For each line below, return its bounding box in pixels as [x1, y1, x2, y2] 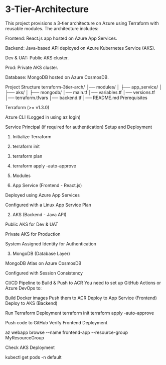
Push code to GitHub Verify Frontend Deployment [5, 319, 108, 325]
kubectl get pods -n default [5, 354, 62, 360]
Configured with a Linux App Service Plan [5, 202, 92, 208]
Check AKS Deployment [5, 344, 55, 350]
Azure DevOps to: [5, 285, 42, 291]
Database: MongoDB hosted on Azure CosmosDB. [5, 74, 109, 80]
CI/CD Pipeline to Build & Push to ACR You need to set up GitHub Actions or [5, 280, 161, 286]
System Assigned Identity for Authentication [5, 240, 97, 247]
